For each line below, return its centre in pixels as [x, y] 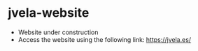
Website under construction [58, 32]
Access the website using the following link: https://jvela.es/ [105, 39]
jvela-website [49, 13]
